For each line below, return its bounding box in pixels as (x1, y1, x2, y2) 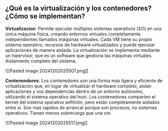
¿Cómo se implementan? (5, 12, 86, 21)
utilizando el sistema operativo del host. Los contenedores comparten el (5, 93, 156, 100)
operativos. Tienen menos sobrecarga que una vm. (5, 110, 112, 116)
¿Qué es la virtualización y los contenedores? (5, 4, 152, 13)
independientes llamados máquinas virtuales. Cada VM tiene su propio (5, 36, 153, 42)
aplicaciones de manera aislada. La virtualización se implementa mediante (5, 47, 160, 53)
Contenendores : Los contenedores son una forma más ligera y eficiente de (5, 77, 163, 83)
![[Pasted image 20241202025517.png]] (5, 119, 88, 126)
